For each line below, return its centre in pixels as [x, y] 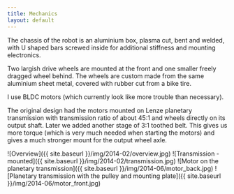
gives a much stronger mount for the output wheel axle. [87, 140]
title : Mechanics [32, 14]
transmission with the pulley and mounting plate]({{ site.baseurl [130, 176]
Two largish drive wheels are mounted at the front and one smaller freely [112, 68]
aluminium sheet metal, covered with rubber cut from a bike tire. [100, 83]
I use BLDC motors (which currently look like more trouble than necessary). [116, 97]
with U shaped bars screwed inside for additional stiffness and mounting [111, 47]
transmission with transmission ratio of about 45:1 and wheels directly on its [116, 118]
